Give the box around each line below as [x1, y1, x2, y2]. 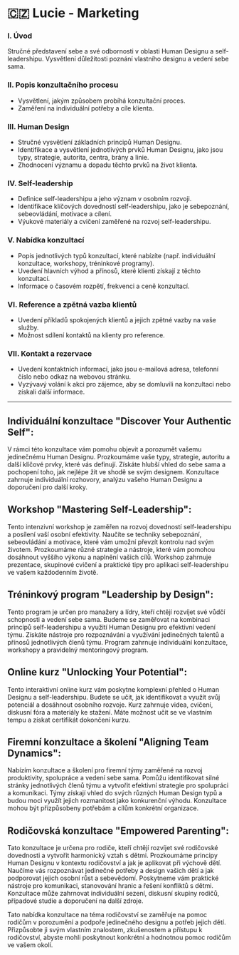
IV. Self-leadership [7, 178, 73, 188]
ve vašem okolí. [7, 941, 53, 949]
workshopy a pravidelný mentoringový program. [7, 645, 149, 654]
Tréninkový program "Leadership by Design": [7, 588, 214, 601]
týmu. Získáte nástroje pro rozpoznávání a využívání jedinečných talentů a [7, 630, 225, 639]
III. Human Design [7, 121, 70, 131]
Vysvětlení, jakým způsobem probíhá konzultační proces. [17, 96, 186, 105]
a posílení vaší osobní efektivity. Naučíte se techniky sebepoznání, [7, 530, 202, 538]
